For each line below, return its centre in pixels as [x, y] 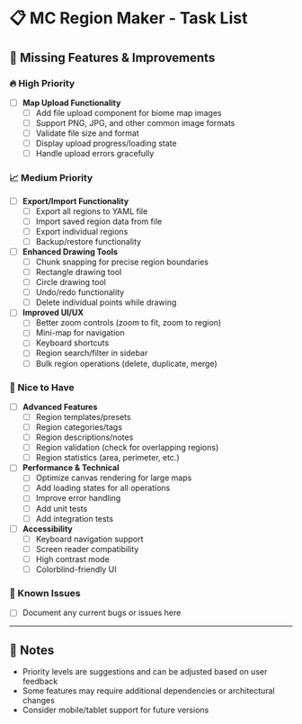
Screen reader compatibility [87, 549]
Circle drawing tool [71, 282]
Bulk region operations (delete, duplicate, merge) [126, 363]
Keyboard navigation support [89, 539]
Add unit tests [62, 508]
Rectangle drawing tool [79, 272]
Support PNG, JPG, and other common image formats [135, 123]
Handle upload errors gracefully [95, 154]
